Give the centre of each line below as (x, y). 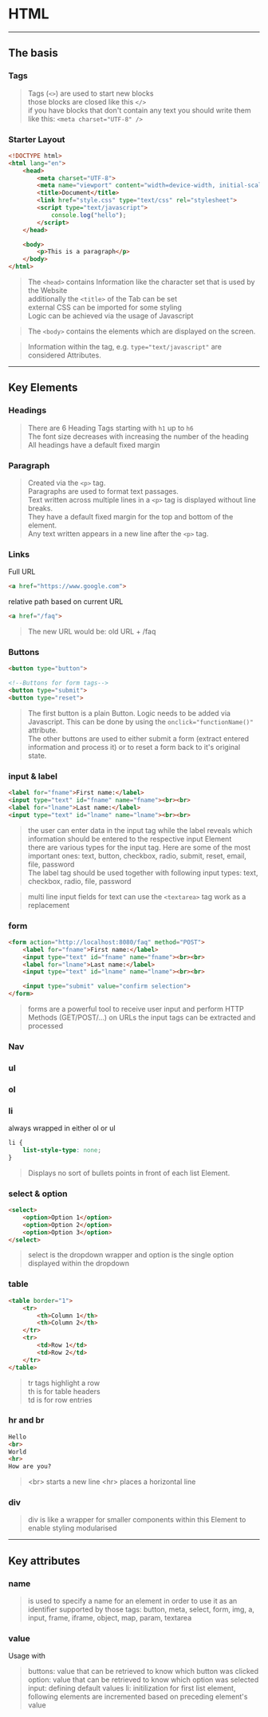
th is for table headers (64, 1391)
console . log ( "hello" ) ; (89, 215)
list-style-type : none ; (62, 1151)
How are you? (30, 1466)
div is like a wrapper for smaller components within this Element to (137, 1520)
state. (37, 756)
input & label (33, 776)
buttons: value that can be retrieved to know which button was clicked (143, 1672)
